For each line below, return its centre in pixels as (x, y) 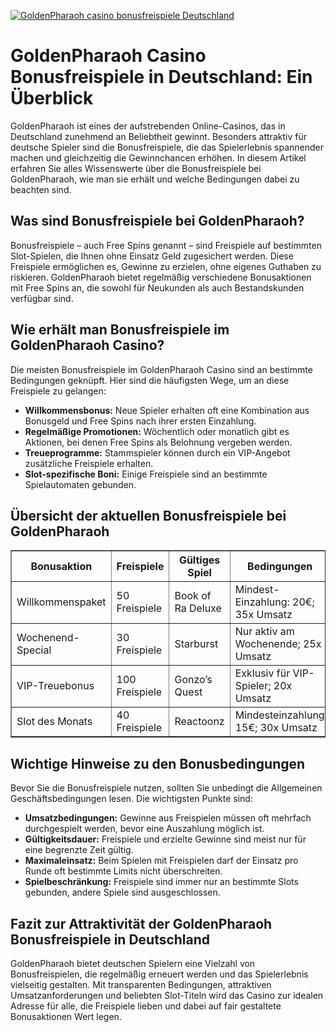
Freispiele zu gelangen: (58, 391)
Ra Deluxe (198, 608)
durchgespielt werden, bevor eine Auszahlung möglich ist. (144, 829)
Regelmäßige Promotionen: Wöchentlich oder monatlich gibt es (157, 431)
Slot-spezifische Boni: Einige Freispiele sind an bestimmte (146, 474)
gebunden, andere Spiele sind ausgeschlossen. (122, 892)
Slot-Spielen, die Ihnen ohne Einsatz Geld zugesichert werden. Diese (152, 256)
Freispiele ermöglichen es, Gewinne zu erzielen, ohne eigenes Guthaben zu (166, 266)
